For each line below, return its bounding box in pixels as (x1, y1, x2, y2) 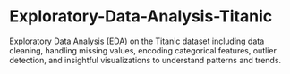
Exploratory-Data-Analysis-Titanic (9, 6, 273, 27)
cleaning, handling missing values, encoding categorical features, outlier (9, 45, 277, 55)
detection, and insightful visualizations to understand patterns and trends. (9, 54, 282, 65)
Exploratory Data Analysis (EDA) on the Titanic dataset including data (9, 36, 265, 46)
